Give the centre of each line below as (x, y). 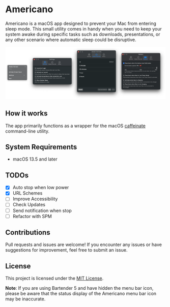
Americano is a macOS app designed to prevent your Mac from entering (81, 23)
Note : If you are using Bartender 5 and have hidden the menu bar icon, (79, 288)
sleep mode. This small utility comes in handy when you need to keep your (83, 28)
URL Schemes (27, 193)
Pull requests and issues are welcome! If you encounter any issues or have (83, 244)
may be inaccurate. (25, 299)
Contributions (28, 233)
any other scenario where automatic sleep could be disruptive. (71, 40)
